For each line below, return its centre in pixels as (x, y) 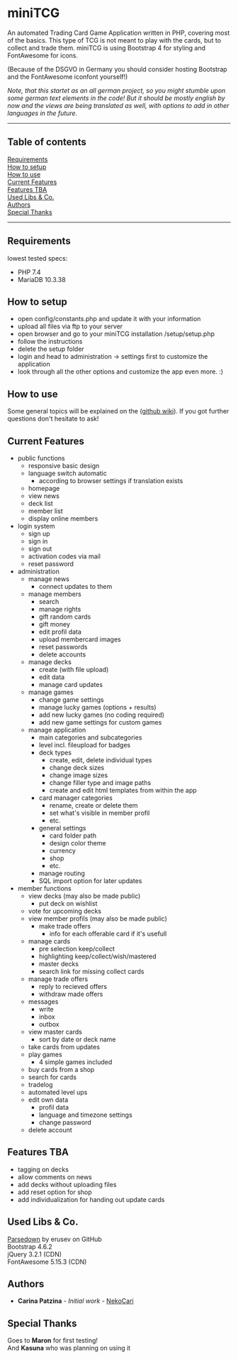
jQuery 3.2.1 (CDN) (35, 1254)
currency (63, 851)
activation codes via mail (64, 556)
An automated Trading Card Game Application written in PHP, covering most (119, 33)
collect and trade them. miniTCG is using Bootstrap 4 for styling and (107, 48)
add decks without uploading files (67, 1184)
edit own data (48, 1100)
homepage (44, 488)
